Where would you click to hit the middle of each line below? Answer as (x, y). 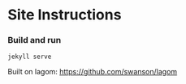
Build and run (35, 40)
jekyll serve (30, 57)
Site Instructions (65, 15)
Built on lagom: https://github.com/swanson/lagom (93, 72)
